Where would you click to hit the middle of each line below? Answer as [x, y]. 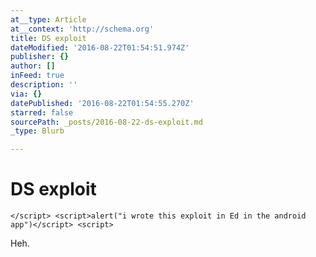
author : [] [33, 66]
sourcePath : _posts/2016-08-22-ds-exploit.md [106, 122]
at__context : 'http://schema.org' [82, 29]
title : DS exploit [48, 38]
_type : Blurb [37, 131]
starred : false [42, 112]
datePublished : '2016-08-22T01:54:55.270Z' [102, 103]
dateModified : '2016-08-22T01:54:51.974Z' [100, 47]
